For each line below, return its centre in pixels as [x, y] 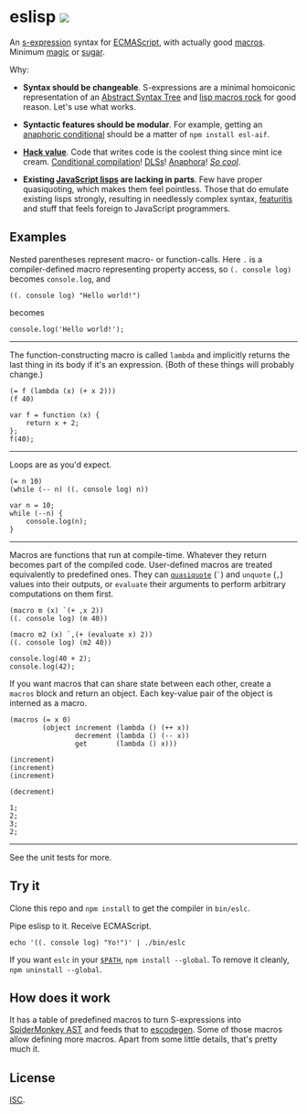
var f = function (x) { [55, 415]
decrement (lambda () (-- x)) [132, 735]
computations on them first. [62, 594]
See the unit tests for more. [61, 857]
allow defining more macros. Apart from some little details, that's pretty [143, 1039]
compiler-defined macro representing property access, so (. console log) [151, 269]
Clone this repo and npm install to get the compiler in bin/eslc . [130, 908]
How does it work [60, 997]
